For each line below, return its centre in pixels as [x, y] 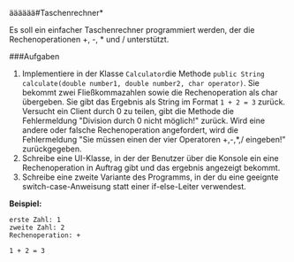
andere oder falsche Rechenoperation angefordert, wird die [130, 130]
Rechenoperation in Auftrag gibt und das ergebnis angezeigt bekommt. [151, 168]
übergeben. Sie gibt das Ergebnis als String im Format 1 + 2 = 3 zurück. [153, 102]
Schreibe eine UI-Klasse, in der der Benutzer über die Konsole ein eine [151, 158]
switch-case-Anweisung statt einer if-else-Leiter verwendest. [134, 186]
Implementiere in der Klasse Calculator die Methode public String [143, 73]
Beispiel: [26, 204]
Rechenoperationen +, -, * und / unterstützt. [89, 39]
